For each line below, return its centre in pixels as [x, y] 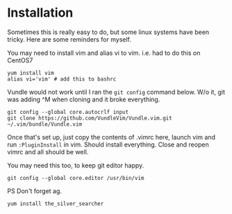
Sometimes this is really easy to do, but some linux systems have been [108, 32]
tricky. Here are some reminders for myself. [69, 39]
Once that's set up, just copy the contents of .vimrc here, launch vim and [111, 137]
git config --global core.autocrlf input [68, 112]
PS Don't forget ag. [35, 191]
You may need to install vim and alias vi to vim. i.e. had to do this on [104, 53]
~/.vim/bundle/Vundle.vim [44, 124]
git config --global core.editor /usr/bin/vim [76, 178]
